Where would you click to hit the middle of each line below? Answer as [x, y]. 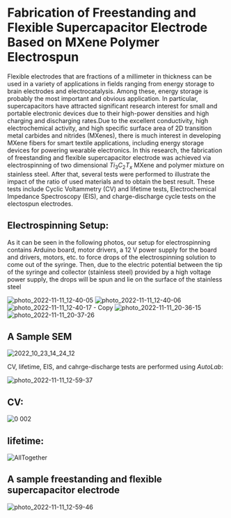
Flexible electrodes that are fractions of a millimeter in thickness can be [110, 76]
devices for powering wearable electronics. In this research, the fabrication [115, 150]
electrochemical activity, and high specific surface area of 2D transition [110, 128]
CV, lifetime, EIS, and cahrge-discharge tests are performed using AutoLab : [115, 367]
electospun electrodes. [40, 204]
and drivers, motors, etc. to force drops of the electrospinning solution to [112, 257]
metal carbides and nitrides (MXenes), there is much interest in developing [114, 135]
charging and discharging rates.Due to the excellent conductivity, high [108, 120]
